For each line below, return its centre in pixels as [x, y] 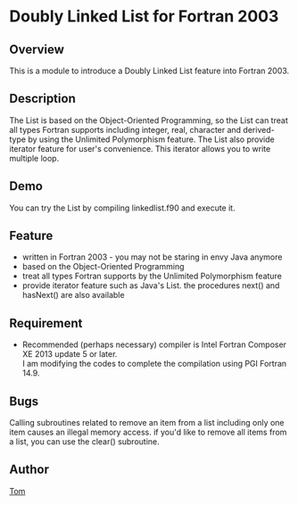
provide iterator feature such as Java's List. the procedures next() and [151, 286]
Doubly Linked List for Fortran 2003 [144, 17]
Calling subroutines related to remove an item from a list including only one [147, 423]
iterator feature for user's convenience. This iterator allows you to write [140, 148]
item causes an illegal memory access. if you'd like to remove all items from [148, 432]
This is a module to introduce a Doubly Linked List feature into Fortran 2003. [149, 70]
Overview [37, 50]
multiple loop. [34, 158]
